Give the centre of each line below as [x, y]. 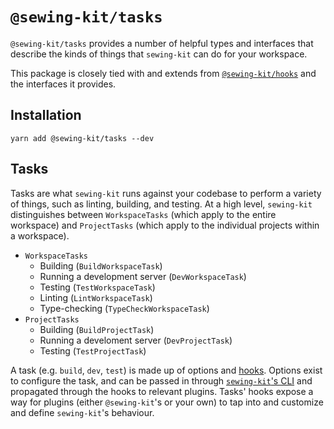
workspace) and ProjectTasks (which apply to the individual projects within [165, 225]
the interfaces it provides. [63, 84]
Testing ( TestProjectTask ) [93, 350]
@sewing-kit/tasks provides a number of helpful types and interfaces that [162, 43]
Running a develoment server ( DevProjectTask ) [136, 340]
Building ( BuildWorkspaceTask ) [101, 265]
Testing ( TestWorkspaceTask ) [97, 287]
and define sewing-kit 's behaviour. [82, 412]
